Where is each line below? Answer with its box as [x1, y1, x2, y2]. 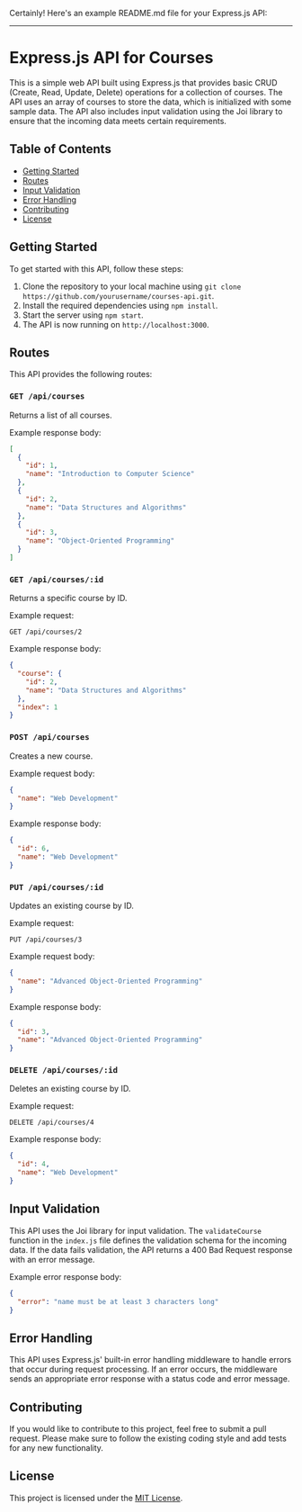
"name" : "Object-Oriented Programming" [25, 536, 175, 545]
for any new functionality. [9, 1443, 103, 1453]
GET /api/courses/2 [9, 627, 83, 637]
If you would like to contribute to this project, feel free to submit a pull [9, 1424, 267, 1435]
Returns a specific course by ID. [9, 593, 128, 604]
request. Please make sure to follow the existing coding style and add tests [9, 1433, 288, 1444]
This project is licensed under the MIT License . [9, 1492, 183, 1503]
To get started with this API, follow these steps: [9, 263, 184, 274]
